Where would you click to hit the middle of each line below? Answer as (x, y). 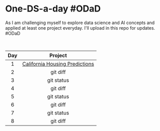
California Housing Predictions (58, 64)
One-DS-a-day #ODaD (53, 9)
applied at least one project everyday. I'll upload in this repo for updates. (80, 28)
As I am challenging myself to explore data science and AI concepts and (80, 23)
